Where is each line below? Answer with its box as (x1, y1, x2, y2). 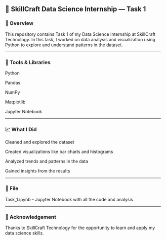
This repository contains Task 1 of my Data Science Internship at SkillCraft (5, 31, 156, 37)
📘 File (5, 185, 19, 192)
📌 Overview (5, 20, 34, 27)
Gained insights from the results (5, 168, 70, 174)
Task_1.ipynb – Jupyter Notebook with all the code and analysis (5, 196, 133, 202)
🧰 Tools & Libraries (5, 59, 51, 66)
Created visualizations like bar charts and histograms (5, 149, 114, 155)
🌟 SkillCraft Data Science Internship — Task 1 (5, 5, 146, 13)
